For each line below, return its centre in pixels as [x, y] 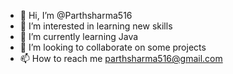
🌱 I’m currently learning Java [79, 36]
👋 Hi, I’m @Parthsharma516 [76, 15]
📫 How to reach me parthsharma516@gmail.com [121, 58]
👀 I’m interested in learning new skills [96, 26]
